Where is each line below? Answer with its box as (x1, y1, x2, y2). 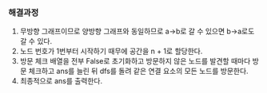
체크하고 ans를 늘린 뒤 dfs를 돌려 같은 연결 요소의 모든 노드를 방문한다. (28, 66, 249, 76)
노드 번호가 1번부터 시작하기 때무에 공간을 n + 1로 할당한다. (19, 46, 203, 56)
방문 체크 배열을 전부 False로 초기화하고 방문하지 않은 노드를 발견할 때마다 (19, 56, 251, 66)
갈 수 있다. (19, 37, 53, 46)
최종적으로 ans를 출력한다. (19, 76, 103, 86)
